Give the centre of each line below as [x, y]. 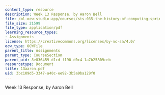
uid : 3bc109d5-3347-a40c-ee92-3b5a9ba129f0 [50, 73]
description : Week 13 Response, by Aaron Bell [54, 14]
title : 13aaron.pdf [25, 69]
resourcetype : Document [29, 64]
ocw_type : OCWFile [24, 46]
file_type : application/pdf [34, 28]
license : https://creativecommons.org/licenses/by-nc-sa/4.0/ [70, 42]
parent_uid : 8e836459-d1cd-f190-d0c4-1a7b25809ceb [58, 60]
